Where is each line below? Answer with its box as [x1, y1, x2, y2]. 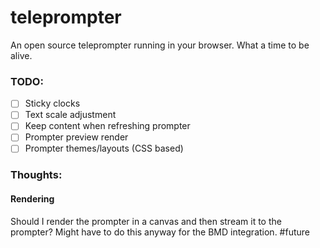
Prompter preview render [24, 131, 129, 143]
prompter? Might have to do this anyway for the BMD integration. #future [10, 226, 310, 238]
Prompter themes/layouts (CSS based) [24, 142, 184, 155]
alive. [10, 49, 33, 61]
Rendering [10, 193, 55, 205]
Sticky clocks [24, 97, 81, 110]
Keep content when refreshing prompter [24, 120, 191, 132]
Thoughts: [10, 168, 63, 182]
